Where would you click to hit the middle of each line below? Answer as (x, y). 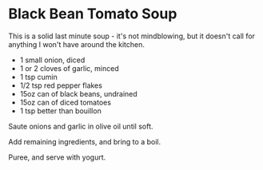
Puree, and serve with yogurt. (57, 157)
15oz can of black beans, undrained (78, 93)
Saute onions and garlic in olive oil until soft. (81, 126)
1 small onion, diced (52, 60)
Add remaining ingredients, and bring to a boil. (85, 141)
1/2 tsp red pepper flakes (61, 85)
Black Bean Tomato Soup (93, 14)
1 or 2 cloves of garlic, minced (69, 68)
